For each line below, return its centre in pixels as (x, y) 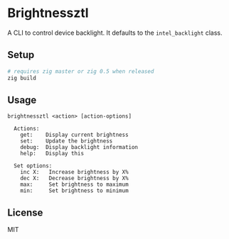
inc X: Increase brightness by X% (75, 172)
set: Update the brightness (66, 141)
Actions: (27, 129)
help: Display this (52, 154)
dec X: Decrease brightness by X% (75, 179)
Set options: (33, 166)
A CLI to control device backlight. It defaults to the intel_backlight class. (115, 33)
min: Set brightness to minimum (75, 191)
